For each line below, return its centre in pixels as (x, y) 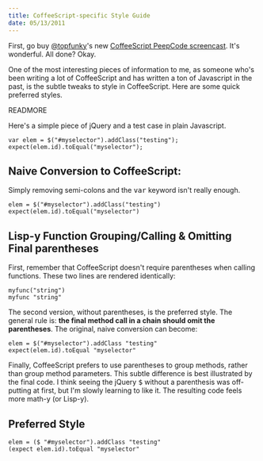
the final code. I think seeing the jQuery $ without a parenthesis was (119, 382)
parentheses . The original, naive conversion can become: (103, 329)
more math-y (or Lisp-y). (49, 399)
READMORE (28, 110)
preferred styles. (36, 94)
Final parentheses (53, 248)
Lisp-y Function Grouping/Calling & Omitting (120, 236)
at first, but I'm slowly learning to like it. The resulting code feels (137, 390)
